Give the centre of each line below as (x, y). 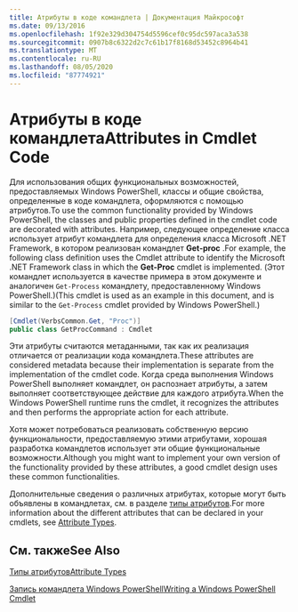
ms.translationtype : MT (53, 51)
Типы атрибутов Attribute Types (68, 572)
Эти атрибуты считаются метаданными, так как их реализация (129, 346)
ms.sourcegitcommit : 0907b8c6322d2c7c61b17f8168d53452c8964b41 (129, 42)
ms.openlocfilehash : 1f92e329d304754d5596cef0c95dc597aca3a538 (129, 34)
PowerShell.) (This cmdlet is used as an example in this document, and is (142, 295)
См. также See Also (64, 550)
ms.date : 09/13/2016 (48, 26)
